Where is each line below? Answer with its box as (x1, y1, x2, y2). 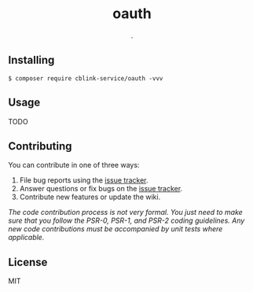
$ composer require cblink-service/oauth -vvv (8, 74, 163, 83)
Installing (8, 54, 55, 67)
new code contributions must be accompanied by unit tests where (8, 224, 223, 234)
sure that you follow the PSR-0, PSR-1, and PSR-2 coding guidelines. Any (8, 216, 245, 225)
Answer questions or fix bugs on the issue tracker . (19, 184, 183, 194)
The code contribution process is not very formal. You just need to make (8, 208, 244, 217)
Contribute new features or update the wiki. (19, 192, 161, 201)
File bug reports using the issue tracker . (19, 176, 148, 185)
